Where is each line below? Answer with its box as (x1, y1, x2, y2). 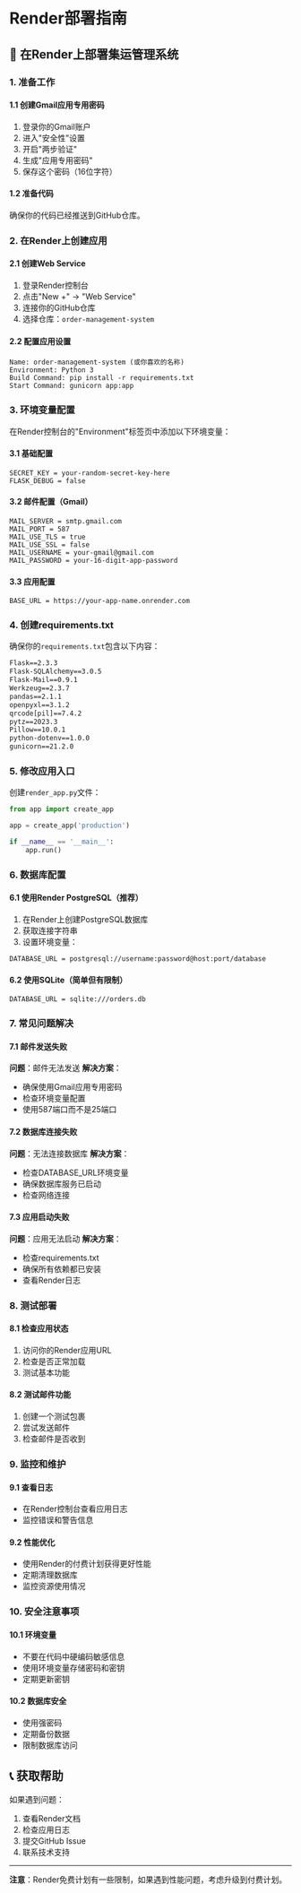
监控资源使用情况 (21, 1581, 86, 1592)
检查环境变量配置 (21, 1093, 86, 1103)
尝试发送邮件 (21, 1422, 70, 1433)
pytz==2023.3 (9, 717, 58, 726)
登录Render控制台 (21, 280, 90, 291)
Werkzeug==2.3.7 (9, 684, 70, 693)
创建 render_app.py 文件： (9, 787, 101, 798)
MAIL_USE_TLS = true (9, 532, 87, 541)
